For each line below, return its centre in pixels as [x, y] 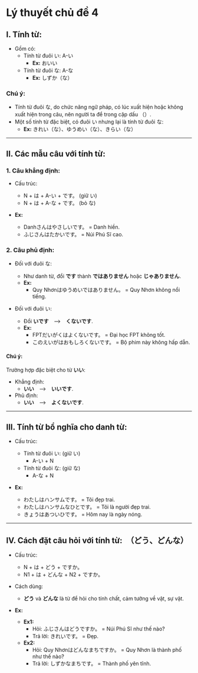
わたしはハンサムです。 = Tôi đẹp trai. [69, 500]
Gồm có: [25, 48]
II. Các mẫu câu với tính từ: [56, 154]
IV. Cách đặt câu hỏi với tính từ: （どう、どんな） [97, 540]
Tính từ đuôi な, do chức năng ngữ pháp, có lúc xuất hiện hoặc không [99, 107]
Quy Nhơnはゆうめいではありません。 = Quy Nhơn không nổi [106, 290]
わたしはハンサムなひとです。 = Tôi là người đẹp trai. [87, 507]
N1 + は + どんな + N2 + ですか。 [63, 575]
